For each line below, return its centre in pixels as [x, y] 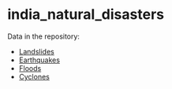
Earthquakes [39, 60]
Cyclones [34, 76]
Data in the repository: [44, 36]
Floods [30, 68]
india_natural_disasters [86, 15]
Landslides [36, 51]
